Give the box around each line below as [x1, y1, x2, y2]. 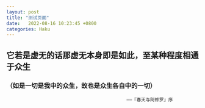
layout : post [6, 9, 40, 15]
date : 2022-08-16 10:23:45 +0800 [6, 20, 97, 26]
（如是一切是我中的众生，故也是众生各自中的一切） [6, 81, 157, 90]
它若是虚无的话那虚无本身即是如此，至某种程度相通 [6, 50, 199, 60]
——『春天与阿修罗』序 [126, 96, 173, 103]
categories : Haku [6, 26, 51, 32]
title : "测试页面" [6, 15, 50, 21]
